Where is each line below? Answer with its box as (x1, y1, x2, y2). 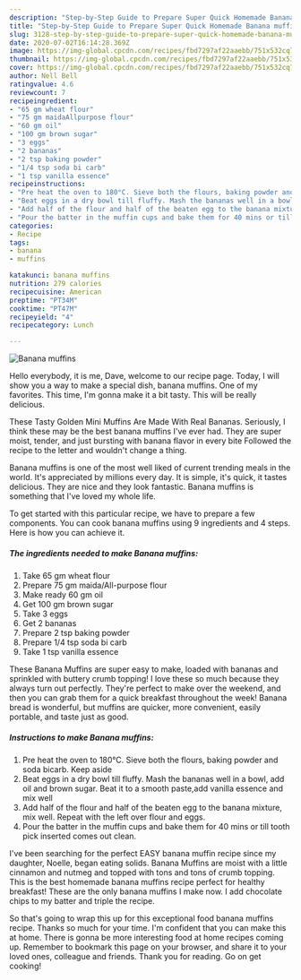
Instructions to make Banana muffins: (9, 732, 154, 743)
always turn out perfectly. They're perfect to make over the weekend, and (9, 683, 281, 694)
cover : (9, 64, 34, 73)
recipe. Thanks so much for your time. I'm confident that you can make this (9, 923, 287, 933)
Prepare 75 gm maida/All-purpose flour (21, 580, 168, 591)
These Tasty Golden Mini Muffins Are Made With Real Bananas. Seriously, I (9, 417, 286, 427)
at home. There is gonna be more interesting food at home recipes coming (9, 933, 284, 943)
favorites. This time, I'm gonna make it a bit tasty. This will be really (9, 390, 257, 400)
